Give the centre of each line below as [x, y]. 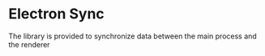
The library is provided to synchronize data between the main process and [132, 36]
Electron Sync [57, 14]
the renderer [29, 44]
